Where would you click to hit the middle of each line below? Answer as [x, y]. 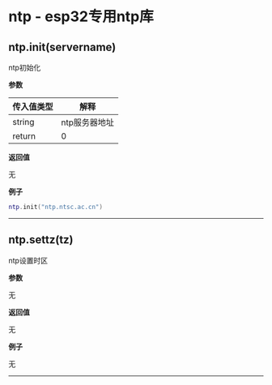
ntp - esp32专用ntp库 [81, 17]
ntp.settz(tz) [41, 240]
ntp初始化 [25, 67]
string [23, 122]
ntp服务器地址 [88, 122]
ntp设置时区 [28, 260]
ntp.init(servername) [62, 47]
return [24, 136]
